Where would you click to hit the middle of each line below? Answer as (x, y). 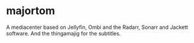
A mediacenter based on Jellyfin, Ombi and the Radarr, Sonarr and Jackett (97, 27)
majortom (31, 11)
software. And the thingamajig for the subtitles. (63, 33)
